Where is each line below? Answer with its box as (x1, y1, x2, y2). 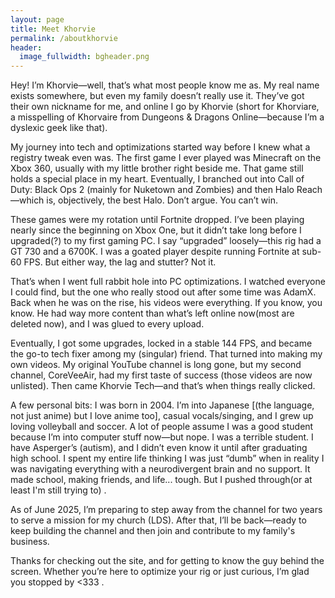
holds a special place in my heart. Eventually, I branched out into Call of (10, 173, 305, 185)
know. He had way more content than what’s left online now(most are (10, 307, 295, 320)
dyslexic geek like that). (10, 122, 108, 134)
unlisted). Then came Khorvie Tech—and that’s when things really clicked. (10, 380, 316, 392)
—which (10, 194, 45, 206)
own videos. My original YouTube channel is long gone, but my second (10, 359, 302, 371)
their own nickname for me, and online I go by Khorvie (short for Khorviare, (10, 101, 320, 113)
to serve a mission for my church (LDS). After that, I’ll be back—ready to (10, 514, 307, 526)
